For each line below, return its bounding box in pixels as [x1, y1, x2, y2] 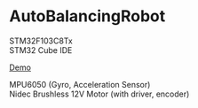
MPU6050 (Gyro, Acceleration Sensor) [9, 79, 151, 89]
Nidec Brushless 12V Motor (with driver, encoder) [9, 89, 190, 99]
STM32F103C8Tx [9, 35, 73, 46]
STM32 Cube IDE [9, 44, 73, 55]
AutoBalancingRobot [9, 6, 166, 27]
